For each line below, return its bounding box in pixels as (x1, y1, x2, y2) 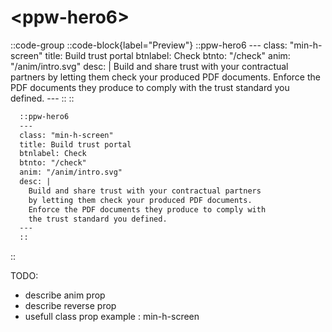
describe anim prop (24, 289, 106, 301)
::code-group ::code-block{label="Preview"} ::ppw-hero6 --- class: (10, 39, 288, 51)
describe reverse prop (24, 300, 117, 312)
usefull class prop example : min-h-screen (24, 311, 200, 323)
